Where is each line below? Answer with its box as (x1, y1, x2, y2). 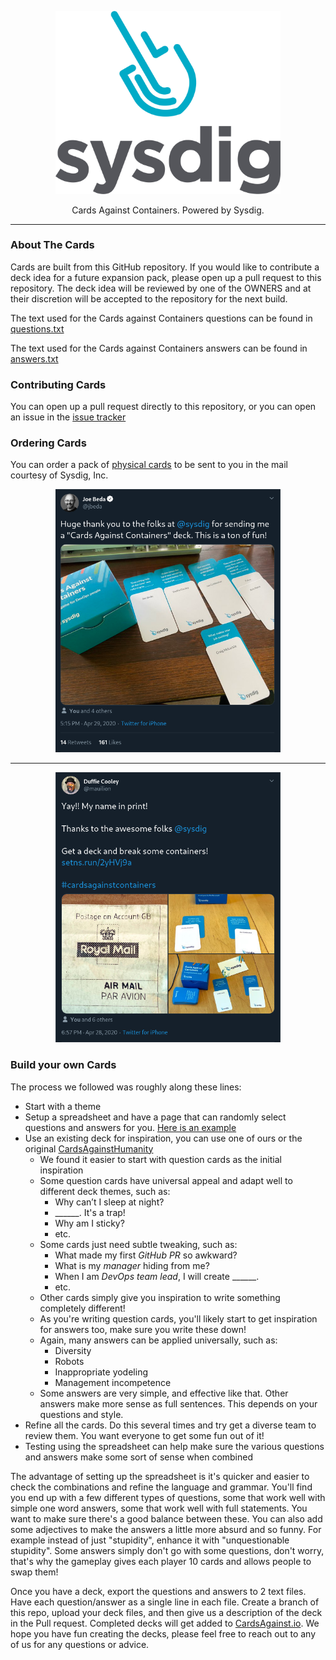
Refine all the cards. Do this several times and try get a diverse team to (24, 1419, 317, 1431)
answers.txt (10, 352, 59, 365)
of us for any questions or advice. (10, 1638, 150, 1650)
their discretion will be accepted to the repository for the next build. (10, 292, 288, 305)
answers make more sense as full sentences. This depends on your (39, 1397, 318, 1410)
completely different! (39, 1302, 126, 1314)
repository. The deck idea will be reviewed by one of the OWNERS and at (10, 282, 312, 294)
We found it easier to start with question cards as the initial (39, 1153, 282, 1165)
